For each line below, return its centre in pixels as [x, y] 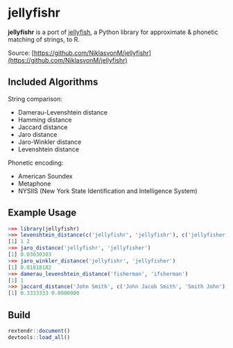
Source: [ [21, 53]
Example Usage [42, 213]
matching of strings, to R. [44, 39]
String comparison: [35, 99]
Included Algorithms [53, 82]
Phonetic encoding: [36, 163]
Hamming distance [45, 119]
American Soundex [45, 176]
